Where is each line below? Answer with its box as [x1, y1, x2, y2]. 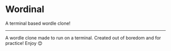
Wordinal [5, 4, 45, 15]
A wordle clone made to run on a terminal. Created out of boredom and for [5, 34, 161, 41]
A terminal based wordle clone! [5, 20, 71, 26]
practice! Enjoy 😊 [5, 40, 43, 46]
